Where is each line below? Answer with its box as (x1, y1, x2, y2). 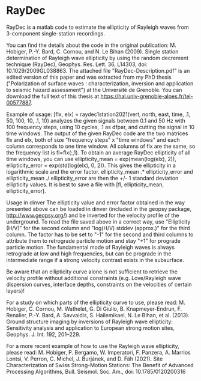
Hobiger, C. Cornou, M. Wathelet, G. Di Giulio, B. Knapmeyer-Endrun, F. (6, 305, 182, 312)
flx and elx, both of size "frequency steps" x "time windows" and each (6, 136, 180, 143)
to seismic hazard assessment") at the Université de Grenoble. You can (6, 86, 182, 93)
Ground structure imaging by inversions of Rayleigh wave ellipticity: (6, 318, 173, 325)
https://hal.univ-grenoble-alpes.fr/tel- (100, 93, 193, 100)
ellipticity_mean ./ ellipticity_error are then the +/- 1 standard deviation (6, 174, 179, 181)
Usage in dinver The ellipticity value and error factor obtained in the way (6, 199, 185, 206)
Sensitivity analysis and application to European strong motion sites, (6, 324, 175, 331)
